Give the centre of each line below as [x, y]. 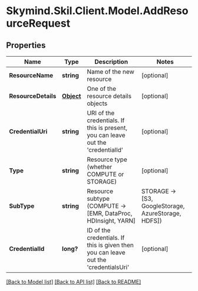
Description [111, 62]
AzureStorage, [161, 213]
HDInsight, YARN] [111, 221]
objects [97, 103]
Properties [26, 45]
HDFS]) [151, 221]
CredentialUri [28, 131]
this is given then [110, 245]
